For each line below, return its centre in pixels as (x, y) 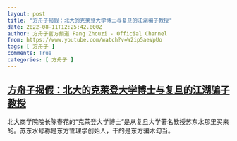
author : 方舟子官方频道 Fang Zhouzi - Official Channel (87, 33)
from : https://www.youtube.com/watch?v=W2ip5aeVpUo (85, 40)
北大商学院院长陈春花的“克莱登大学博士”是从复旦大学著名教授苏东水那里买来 (118, 121)
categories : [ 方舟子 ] (41, 60)
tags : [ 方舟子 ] (31, 47)
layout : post (26, 14)
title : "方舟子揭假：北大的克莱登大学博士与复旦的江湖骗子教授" (90, 20)
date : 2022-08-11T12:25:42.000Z (55, 27)
